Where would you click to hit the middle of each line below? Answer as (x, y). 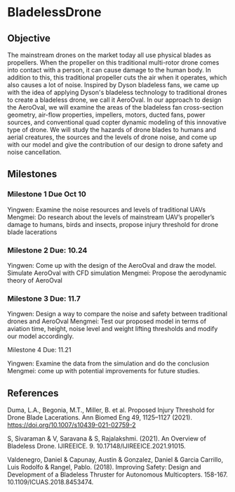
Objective (29, 38)
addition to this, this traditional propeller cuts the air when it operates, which (117, 77)
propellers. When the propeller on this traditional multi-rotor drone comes (113, 63)
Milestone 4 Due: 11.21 (39, 350)
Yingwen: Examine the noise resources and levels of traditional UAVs (106, 209)
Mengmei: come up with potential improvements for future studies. (103, 371)
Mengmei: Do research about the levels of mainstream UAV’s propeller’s (111, 217)
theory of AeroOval (35, 280)
